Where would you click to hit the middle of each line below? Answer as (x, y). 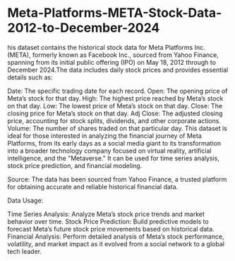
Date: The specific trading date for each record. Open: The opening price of (117, 91)
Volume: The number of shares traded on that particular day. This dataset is (117, 128)
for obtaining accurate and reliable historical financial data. (93, 186)
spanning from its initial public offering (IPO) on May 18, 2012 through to (112, 62)
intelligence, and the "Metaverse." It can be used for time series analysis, (114, 158)
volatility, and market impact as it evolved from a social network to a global (116, 243)
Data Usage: (25, 200)
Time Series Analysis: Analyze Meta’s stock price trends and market (106, 214)
